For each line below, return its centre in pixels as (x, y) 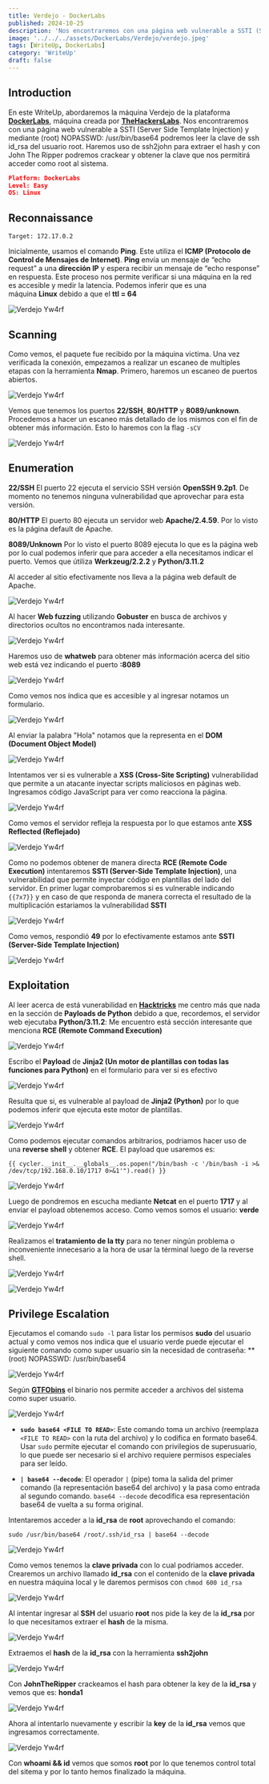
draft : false (30, 61)
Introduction (40, 93)
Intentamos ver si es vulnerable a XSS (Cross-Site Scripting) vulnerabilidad (133, 775)
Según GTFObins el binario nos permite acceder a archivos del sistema (126, 1390)
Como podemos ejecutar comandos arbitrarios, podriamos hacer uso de (127, 1140)
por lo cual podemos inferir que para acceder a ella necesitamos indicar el (131, 552)
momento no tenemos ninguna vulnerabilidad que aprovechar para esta (126, 496)
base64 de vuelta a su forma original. (82, 1505)
